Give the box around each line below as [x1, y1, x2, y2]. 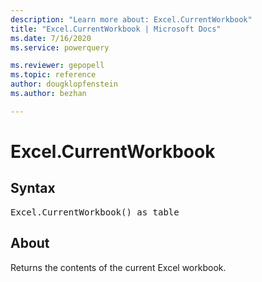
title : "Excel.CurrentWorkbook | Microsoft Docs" [10, 24, 222, 34]
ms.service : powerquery [10, 42, 110, 53]
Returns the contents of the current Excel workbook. [10, 261, 227, 273]
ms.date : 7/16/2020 [10, 33, 92, 43]
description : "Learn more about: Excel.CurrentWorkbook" [10, 14, 253, 25]
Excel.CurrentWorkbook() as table [10, 206, 180, 218]
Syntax [10, 180, 56, 197]
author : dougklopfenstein [10, 79, 118, 90]
